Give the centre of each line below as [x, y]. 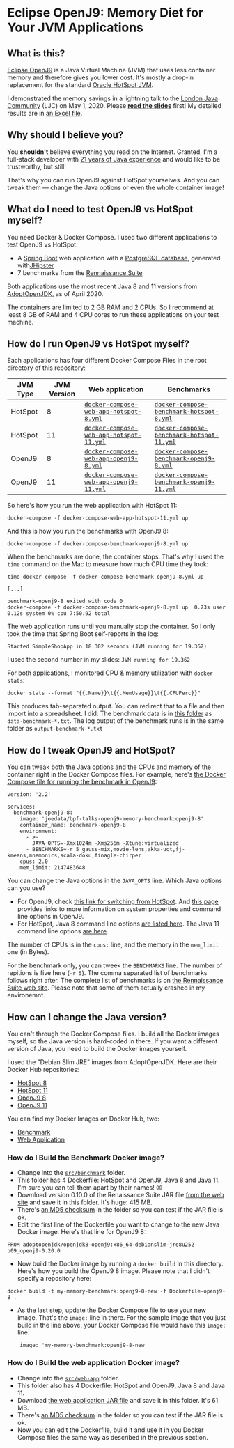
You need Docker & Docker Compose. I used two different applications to [112, 237]
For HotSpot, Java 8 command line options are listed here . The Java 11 [118, 924]
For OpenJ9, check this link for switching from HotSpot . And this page [118, 902]
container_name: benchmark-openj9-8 [73, 825]
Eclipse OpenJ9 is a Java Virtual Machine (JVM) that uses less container [111, 70]
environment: [39, 831]
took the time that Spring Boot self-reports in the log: [83, 634]
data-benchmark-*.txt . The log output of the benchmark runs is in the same [116, 721]
